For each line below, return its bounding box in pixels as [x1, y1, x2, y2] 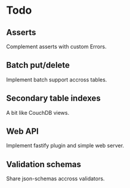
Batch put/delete [6, 60, 70, 70]
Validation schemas [6, 159, 82, 170]
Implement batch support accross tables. [6, 76, 107, 83]
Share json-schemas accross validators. [6, 175, 105, 182]
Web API [6, 126, 39, 137]
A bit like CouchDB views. [6, 109, 70, 116]
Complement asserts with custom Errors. [6, 43, 107, 50]
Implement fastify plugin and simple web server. [6, 142, 124, 149]
